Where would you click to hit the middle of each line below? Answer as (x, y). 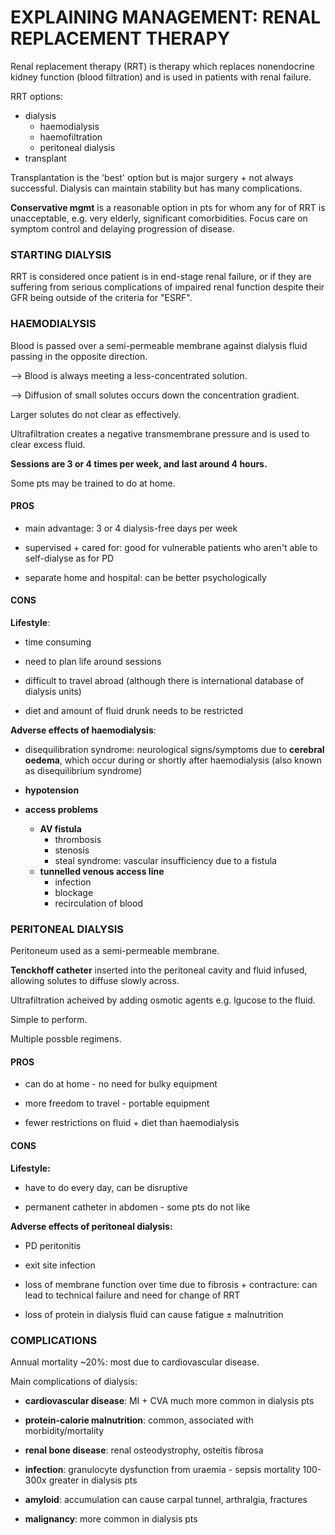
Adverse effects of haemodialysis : (83, 730)
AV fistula (60, 828)
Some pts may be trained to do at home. (93, 483)
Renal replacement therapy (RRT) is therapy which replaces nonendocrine (162, 66)
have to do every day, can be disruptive (106, 1187)
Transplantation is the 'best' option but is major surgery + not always (152, 177)
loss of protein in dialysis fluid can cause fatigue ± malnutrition (154, 1314)
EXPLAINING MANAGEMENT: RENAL (166, 17)
